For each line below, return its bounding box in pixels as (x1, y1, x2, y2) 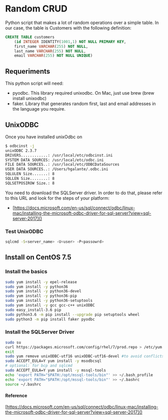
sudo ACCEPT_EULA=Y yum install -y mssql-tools (5, 368, 106, 373)
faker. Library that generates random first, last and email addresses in (12, 101, 156, 107)
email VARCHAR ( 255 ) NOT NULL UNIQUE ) (14, 53, 93, 58)
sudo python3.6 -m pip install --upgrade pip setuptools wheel (5, 312, 140, 317)
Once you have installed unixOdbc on (5, 134, 82, 140)
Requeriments (5, 67, 50, 76)
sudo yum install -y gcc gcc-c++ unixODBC (5, 303, 95, 308)
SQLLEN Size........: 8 (5, 176, 55, 181)
